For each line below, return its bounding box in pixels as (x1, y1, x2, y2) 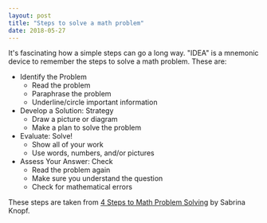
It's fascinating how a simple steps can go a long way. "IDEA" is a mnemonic (8, 49, 259, 58)
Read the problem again (31, 165, 111, 175)
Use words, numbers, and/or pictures (31, 148, 155, 158)
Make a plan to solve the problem (31, 123, 142, 132)
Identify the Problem (19, 72, 88, 82)
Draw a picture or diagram (31, 115, 118, 124)
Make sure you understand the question (31, 174, 163, 183)
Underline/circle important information (31, 97, 158, 108)
